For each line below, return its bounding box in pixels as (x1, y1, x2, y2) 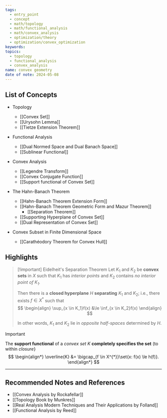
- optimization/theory (9, 35, 57, 40)
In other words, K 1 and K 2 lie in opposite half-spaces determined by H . (17, 320, 162, 327)
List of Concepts (5, 91, 58, 99)
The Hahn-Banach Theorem (12, 188, 70, 195)
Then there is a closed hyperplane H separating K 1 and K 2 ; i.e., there (17, 290, 160, 297)
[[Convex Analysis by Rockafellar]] (12, 391, 83, 397)
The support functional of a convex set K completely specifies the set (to (5, 341, 159, 347)
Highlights (5, 253, 38, 262)
